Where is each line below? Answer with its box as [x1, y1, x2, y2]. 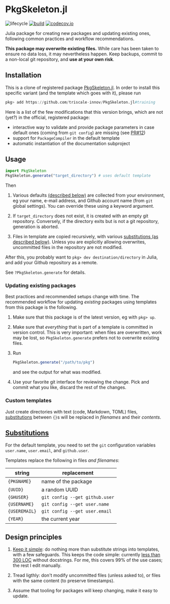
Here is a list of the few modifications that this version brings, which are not [5, 109, 163, 115]
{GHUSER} [8, 494, 29, 500]
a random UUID [41, 486, 79, 493]
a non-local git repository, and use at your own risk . [5, 56, 115, 62]
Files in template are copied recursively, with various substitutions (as [12, 234, 159, 240]
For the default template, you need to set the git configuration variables [5, 442, 156, 448]
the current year [41, 516, 80, 523]
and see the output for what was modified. [12, 369, 101, 375]
